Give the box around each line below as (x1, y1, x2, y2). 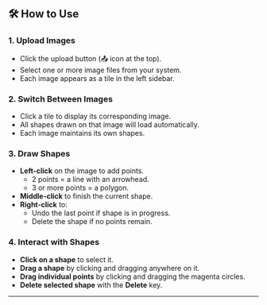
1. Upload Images (8, 35, 75, 46)
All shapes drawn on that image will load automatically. (19, 119, 200, 129)
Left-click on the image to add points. (19, 166, 145, 176)
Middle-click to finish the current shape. (19, 191, 153, 201)
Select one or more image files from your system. (19, 65, 182, 75)
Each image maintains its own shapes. (19, 128, 145, 137)
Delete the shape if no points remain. (31, 217, 153, 226)
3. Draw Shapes (8, 148, 71, 159)
